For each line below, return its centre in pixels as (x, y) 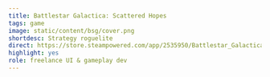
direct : (21, 46)
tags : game (27, 23)
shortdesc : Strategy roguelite (61, 38)
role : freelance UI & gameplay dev (68, 61)
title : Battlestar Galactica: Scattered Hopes (88, 16)
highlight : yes (34, 53)
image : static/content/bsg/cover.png (72, 30)
